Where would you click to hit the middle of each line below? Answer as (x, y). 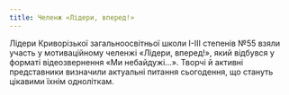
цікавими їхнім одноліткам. (62, 81)
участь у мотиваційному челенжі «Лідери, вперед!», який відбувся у (142, 52)
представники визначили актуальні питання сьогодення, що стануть (141, 72)
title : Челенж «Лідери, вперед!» (72, 17)
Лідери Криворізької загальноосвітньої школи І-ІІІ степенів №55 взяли (145, 43)
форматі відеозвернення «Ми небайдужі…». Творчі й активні (126, 62)
